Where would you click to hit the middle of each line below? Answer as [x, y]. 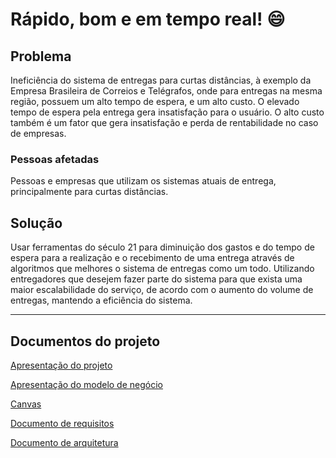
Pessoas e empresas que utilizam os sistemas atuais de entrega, [143, 181]
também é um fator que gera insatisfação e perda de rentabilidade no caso [164, 122]
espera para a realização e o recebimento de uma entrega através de [152, 258]
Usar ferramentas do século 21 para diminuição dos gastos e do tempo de [162, 247]
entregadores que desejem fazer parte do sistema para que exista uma [156, 279]
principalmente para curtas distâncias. [89, 192]
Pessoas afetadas [55, 159]
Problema [41, 56]
